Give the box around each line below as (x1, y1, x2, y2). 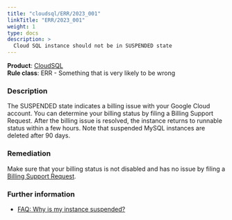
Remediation (7, 149, 51, 158)
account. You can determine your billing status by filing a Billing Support (7, 109, 214, 118)
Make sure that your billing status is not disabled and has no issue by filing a (7, 164, 226, 173)
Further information (7, 189, 75, 198)
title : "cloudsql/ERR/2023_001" (7, 10, 101, 17)
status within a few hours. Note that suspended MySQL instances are (7, 124, 206, 133)
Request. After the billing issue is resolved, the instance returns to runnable (7, 117, 222, 125)
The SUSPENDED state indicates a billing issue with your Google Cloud (7, 102, 210, 110)
